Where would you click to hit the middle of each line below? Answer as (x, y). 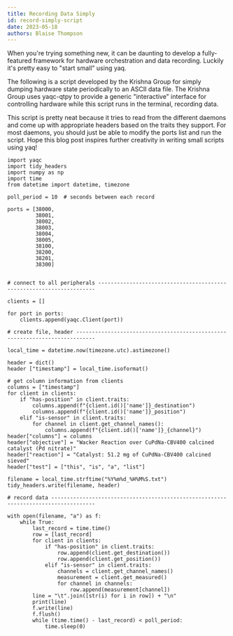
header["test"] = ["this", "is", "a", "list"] (76, 467)
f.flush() (47, 614)
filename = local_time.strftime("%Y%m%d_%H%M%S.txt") (87, 480)
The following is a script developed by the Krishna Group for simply (104, 82)
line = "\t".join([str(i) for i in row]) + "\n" (105, 596)
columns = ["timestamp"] (43, 387)
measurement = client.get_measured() (112, 578)
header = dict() (31, 363)
